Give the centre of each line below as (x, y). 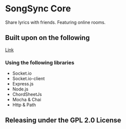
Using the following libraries (40, 62)
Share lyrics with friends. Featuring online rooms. (55, 22)
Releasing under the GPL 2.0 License (63, 120)
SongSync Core (38, 9)
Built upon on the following (48, 38)
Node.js (20, 89)
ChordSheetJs (27, 94)
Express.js (23, 84)
